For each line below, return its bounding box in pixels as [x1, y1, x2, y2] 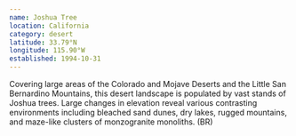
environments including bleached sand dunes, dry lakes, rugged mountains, [9, 108, 287, 117]
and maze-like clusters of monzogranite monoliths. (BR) [9, 116, 213, 127]
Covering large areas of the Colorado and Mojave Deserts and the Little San [9, 79, 287, 89]
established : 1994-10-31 [9, 54, 101, 63]
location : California [9, 21, 90, 30]
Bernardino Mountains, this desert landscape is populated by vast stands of [9, 88, 286, 99]
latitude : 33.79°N [9, 37, 77, 47]
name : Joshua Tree [9, 12, 77, 22]
